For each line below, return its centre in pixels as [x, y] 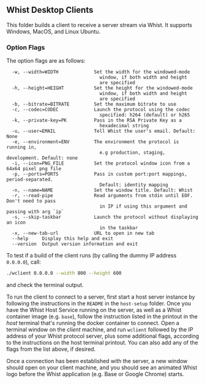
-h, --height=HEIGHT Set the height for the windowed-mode [102, 88]
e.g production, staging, [132, 153]
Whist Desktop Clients [50, 10]
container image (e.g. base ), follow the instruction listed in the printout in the [102, 316]
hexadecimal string [124, 126]
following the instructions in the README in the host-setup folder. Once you [99, 303]
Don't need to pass [31, 201]
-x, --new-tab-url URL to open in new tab [83, 233]
